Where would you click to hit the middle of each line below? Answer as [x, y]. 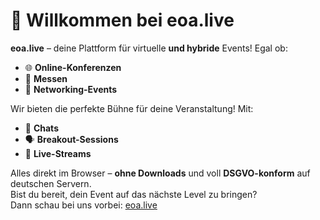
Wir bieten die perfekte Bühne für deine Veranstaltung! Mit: [132, 108]
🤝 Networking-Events [71, 89]
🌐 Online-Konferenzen [73, 67]
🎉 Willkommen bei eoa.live [122, 20]
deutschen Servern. [51, 183]
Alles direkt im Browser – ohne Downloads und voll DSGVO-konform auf [160, 173]
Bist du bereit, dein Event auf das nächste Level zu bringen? [134, 194]
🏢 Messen [46, 78]
